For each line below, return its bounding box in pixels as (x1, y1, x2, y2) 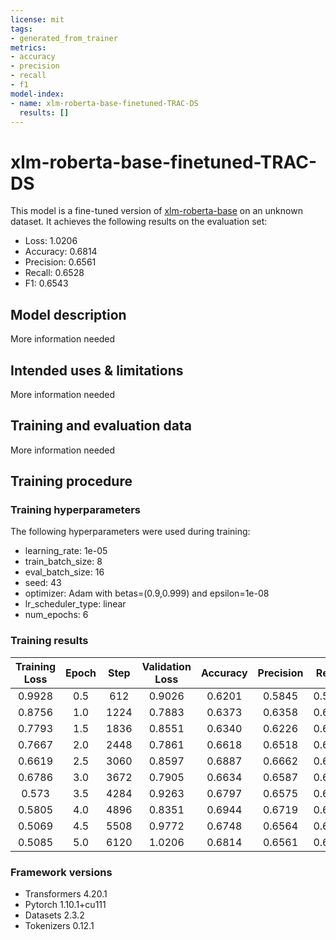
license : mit (10, 14, 65, 25)
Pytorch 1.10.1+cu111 (24, 899, 107, 911)
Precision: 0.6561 (24, 256, 97, 268)
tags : (10, 24, 33, 34)
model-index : (10, 89, 65, 99)
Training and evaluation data (10, 417, 192, 435)
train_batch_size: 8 (24, 556, 103, 568)
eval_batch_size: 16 (24, 566, 105, 578)
